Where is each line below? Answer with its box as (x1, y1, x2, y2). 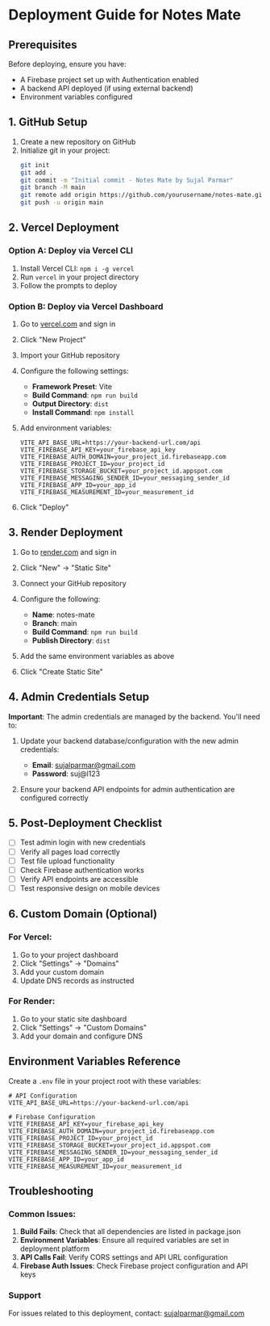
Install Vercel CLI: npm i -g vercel (19, 263, 135, 273)
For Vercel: (8, 931, 52, 942)
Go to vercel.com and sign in (19, 319, 116, 329)
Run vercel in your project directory (19, 272, 139, 282)
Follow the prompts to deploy (19, 280, 118, 290)
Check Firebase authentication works (19, 865, 145, 875)
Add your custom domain (19, 967, 105, 976)
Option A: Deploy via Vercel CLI (8, 245, 134, 256)
